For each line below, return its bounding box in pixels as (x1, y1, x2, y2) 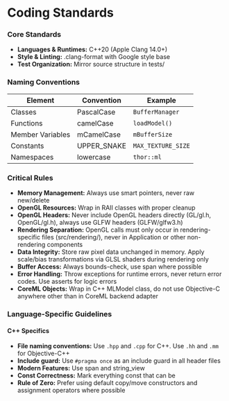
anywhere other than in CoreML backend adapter (17, 292, 158, 300)
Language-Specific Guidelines (7, 309, 112, 318)
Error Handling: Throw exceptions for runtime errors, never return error (17, 270, 222, 278)
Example (146, 95, 177, 105)
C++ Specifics (7, 326, 50, 334)
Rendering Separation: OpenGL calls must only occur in (17, 225, 179, 234)
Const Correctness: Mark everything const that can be (17, 371, 176, 379)
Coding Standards (7, 5, 114, 21)
